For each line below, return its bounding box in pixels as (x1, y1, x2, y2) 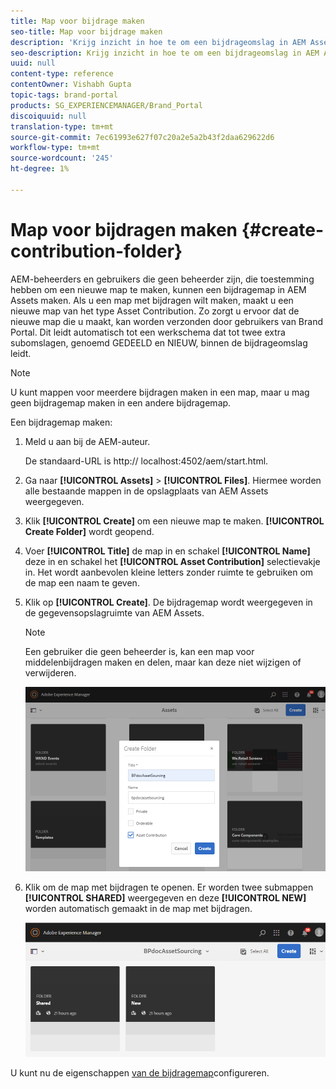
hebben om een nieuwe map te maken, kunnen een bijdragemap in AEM (10, 283, 307, 295)
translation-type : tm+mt (10, 121, 114, 132)
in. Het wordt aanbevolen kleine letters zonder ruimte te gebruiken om (24, 566, 314, 578)
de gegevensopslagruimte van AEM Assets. (24, 606, 205, 619)
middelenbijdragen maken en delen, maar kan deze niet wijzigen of (24, 656, 302, 668)
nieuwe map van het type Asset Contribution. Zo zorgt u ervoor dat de (10, 305, 300, 317)
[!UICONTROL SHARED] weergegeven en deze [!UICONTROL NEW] (24, 891, 307, 904)
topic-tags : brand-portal (10, 90, 118, 100)
